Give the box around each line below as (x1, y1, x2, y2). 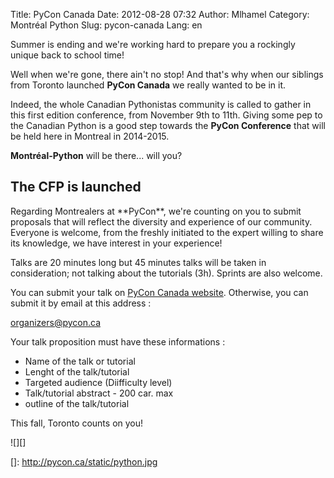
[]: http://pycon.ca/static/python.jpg (10, 455, 158, 468)
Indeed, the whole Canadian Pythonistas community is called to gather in (10, 99, 312, 110)
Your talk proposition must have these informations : (10, 335, 226, 348)
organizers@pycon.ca (10, 316, 101, 328)
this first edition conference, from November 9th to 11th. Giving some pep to (10, 109, 323, 121)
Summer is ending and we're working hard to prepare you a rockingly (10, 39, 296, 50)
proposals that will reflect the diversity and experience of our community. (10, 215, 313, 228)
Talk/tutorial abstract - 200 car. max (24, 387, 174, 399)
